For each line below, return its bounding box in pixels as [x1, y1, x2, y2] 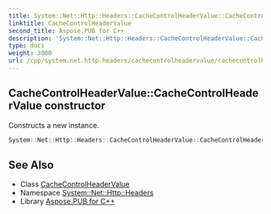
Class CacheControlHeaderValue [19, 179, 131, 189]
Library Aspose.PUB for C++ [19, 196, 115, 206]
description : [8, 34, 52, 43]
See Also [8, 158, 54, 171]
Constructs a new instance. [8, 120, 99, 130]
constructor [44, 99, 106, 113]
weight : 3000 [8, 49, 52, 57]
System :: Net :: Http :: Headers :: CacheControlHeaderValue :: [8, 136, 200, 144]
